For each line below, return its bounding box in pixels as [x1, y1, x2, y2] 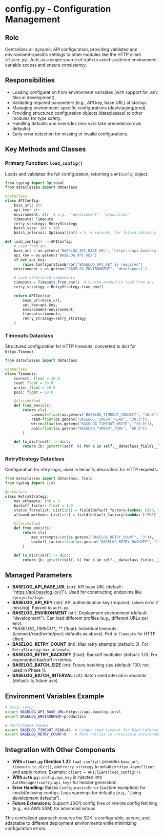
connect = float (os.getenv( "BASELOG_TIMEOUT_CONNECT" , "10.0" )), [31, 412, 163, 417]
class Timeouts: [5, 372, 38, 377]
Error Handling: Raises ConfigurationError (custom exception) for [12, 785, 146, 790]
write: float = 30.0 [14, 385, 56, 390]
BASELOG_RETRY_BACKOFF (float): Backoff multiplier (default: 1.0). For [12, 652, 158, 658]
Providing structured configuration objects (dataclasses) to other [12, 110, 143, 116]
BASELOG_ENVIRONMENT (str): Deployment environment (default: [12, 610, 148, 616]
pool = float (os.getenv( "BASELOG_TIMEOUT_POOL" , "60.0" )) [31, 426, 147, 431]
